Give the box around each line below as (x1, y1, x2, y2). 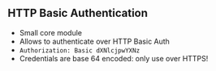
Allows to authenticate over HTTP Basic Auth (19, 36, 170, 46)
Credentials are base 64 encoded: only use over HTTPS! (19, 53, 209, 63)
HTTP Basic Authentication (7, 6, 148, 20)
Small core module (19, 27, 83, 37)
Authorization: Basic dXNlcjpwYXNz (19, 46, 140, 55)
